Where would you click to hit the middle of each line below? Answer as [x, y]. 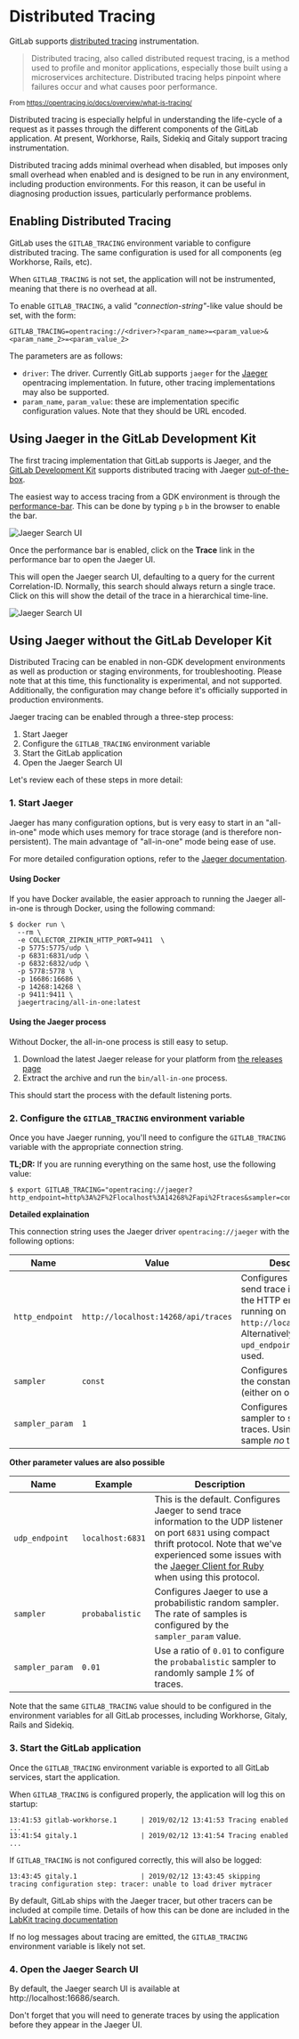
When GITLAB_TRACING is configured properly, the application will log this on [147, 1794]
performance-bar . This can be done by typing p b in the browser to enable [145, 506]
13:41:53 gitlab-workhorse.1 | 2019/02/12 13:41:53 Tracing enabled [149, 1820]
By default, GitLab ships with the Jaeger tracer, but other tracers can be [141, 1900]
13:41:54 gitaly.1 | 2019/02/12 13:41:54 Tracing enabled [149, 1835]
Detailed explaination [49, 1214]
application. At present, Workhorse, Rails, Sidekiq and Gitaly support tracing [148, 138]
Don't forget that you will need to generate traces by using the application [145, 2015]
